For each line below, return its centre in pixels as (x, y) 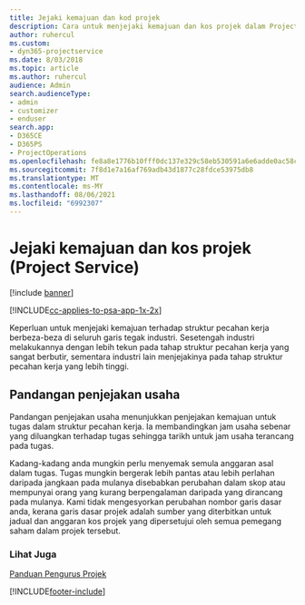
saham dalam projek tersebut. (65, 531)
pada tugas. (32, 445)
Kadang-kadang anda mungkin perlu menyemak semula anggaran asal (142, 463)
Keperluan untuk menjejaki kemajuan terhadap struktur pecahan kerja (139, 327)
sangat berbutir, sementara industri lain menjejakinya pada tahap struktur (146, 356)
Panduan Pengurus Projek (58, 573)
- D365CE (26, 136)
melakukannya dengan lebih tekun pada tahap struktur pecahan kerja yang (149, 346)
